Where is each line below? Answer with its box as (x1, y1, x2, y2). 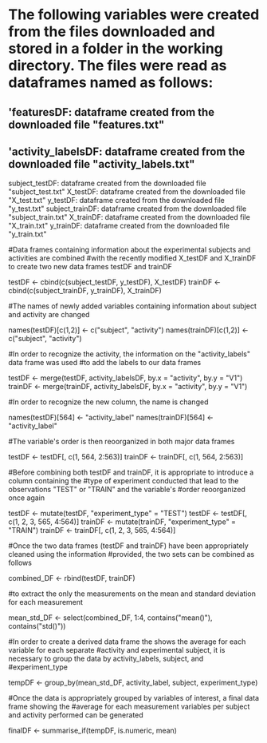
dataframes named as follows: (8, 74, 214, 92)
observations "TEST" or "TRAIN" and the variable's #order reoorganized (8, 485, 245, 495)
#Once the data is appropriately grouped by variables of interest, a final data (8, 693, 260, 703)
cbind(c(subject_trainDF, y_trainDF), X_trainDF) (8, 286, 162, 296)
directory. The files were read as (8, 57, 227, 75)
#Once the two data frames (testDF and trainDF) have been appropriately (8, 541, 249, 550)
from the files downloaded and (8, 22, 215, 41)
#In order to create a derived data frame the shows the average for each (8, 637, 246, 646)
